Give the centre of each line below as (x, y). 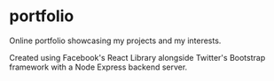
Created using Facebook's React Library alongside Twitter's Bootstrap (137, 57)
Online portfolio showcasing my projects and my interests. (115, 40)
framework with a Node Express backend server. (98, 67)
